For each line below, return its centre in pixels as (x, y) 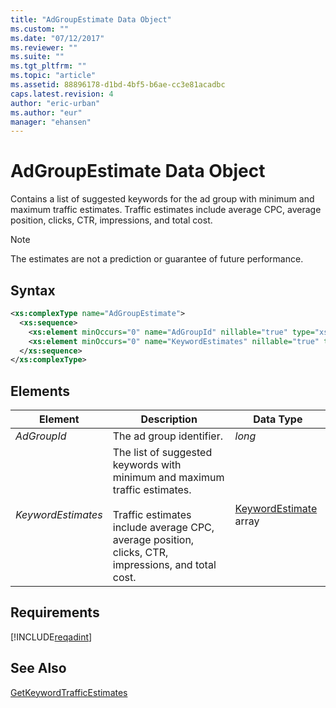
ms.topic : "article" (53, 76)
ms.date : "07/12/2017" (57, 38)
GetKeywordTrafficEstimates (69, 692)
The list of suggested (162, 453)
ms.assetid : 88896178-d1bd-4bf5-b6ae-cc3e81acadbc (118, 85)
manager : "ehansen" (51, 122)
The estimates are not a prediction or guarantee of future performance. (157, 259)
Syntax (33, 290)
